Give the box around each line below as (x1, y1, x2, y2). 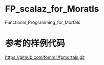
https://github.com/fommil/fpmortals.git (5, 54, 85, 60)
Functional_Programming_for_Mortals (5, 19, 81, 25)
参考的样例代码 (5, 38, 65, 49)
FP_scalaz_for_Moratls (5, 3, 99, 15)
